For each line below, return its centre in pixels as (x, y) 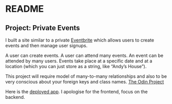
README (25, 9)
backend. (15, 97)
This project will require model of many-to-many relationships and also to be (86, 76)
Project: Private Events (43, 28)
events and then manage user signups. (46, 46)
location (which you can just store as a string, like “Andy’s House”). (76, 66)
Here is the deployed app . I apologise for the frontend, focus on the (77, 92)
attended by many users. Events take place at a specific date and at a (79, 61)
